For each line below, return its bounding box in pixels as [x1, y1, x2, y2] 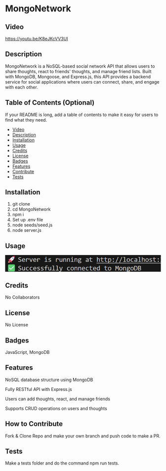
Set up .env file [12, 217, 43, 223]
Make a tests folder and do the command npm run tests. [5, 460, 120, 466]
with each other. [5, 84, 38, 90]
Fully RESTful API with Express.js [5, 386, 73, 392]
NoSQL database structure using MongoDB [5, 377, 93, 383]
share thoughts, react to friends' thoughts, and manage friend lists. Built [5, 68, 152, 74]
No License [5, 322, 29, 328]
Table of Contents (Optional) [5, 98, 95, 107]
